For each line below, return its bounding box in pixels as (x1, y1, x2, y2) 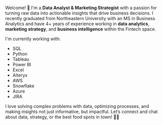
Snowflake (12, 83, 35, 89)
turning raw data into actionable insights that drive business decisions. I (5, 10, 153, 16)
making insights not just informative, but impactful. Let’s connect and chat (5, 108, 158, 114)
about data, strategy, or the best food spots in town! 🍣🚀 (5, 114, 119, 120)
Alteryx (12, 72, 28, 78)
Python (12, 51, 28, 57)
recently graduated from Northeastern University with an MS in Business (5, 16, 155, 21)
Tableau (12, 56, 30, 62)
